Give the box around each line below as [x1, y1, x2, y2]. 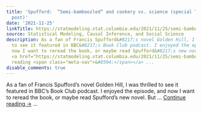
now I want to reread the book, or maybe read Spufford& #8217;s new [11, 48, 187, 54]
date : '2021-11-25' [6, 20, 55, 26]
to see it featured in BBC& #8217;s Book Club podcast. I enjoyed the [11, 43, 189, 49]
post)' [11, 14, 28, 20]
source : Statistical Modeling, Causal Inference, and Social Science [6, 31, 185, 37]
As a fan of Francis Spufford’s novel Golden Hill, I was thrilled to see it [6, 81, 179, 88]
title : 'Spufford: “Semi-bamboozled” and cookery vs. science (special [6, 8, 192, 15]
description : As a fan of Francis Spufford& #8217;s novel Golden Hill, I [6, 37, 195, 43]
